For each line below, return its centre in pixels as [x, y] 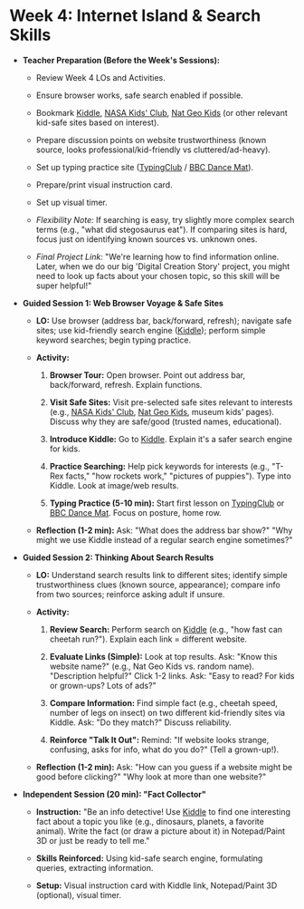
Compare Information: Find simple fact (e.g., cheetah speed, [164, 702]
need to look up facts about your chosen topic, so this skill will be [158, 276]
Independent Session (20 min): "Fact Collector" [114, 794]
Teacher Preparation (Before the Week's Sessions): [121, 60]
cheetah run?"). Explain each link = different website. [148, 639]
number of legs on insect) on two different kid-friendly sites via [167, 712]
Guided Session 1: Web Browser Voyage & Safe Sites [123, 303]
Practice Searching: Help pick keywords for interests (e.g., [159, 466]
